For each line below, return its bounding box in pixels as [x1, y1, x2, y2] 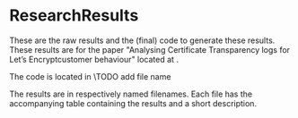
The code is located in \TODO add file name [9, 71, 171, 81]
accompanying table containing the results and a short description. [9, 97, 258, 108]
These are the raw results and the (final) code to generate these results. [9, 35, 276, 46]
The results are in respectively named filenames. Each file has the [9, 88, 253, 99]
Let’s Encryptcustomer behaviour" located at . [9, 54, 180, 64]
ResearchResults [9, 5, 139, 26]
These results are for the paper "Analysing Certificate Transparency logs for [9, 44, 290, 55]
